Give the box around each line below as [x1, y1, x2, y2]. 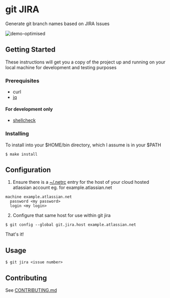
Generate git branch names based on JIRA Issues [5, 20, 110, 27]
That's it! [5, 231, 24, 238]
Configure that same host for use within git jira [12, 212, 111, 219]
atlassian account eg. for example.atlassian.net [12, 184, 112, 190]
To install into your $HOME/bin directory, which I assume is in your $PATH [5, 142, 161, 148]
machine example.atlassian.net [5, 195, 72, 200]
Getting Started [5, 45, 56, 54]
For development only [5, 106, 53, 112]
